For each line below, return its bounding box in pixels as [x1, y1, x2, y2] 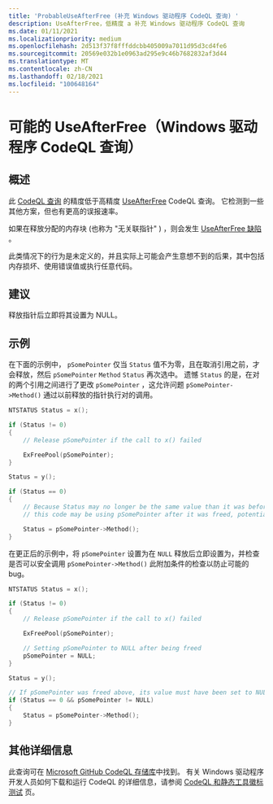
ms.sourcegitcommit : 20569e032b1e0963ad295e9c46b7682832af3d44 [8, 50, 227, 58]
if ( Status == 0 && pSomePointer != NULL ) [8, 697, 154, 705]
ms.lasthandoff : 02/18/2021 [8, 72, 104, 81]
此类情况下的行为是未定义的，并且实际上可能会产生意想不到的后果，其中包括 [8, 251, 265, 260]
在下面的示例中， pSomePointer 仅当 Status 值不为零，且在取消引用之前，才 [8, 360, 260, 369]
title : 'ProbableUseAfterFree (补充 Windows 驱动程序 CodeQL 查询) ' [8, 11, 240, 20]
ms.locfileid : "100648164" [8, 80, 100, 88]
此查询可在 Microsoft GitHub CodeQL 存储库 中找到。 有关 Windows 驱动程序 [8, 767, 264, 776]
